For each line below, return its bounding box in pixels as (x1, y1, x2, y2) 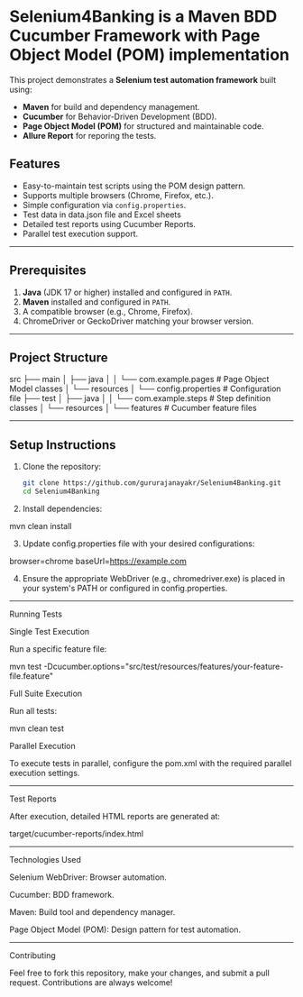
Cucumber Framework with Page (9, 25, 261, 46)
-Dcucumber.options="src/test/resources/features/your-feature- (43, 661, 284, 672)
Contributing (9, 949, 56, 961)
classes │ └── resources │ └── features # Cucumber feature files (9, 403, 257, 414)
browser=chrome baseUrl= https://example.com (9, 555, 188, 566)
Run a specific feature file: (9, 643, 107, 654)
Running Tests (9, 608, 63, 619)
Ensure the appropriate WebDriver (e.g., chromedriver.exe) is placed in (22, 572, 286, 583)
